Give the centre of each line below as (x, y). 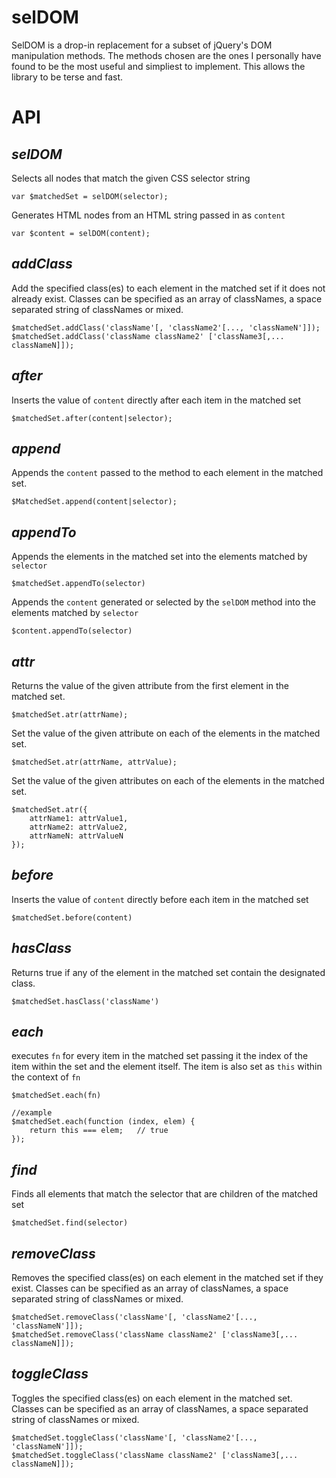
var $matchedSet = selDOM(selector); (90, 196)
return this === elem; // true (99, 1131)
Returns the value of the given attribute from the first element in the (150, 685)
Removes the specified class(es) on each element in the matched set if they (167, 1278)
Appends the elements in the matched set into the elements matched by (159, 557)
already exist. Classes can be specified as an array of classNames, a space (167, 298)
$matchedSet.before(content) (72, 917)
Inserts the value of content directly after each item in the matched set (156, 400)
